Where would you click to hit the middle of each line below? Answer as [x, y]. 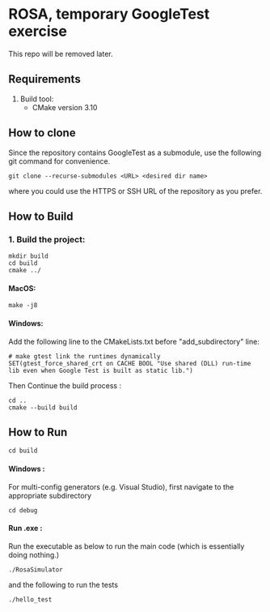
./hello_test [30, 599]
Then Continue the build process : [65, 385]
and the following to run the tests [63, 584]
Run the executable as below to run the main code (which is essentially [127, 546]
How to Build [41, 216]
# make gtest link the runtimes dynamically [84, 356]
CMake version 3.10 [65, 107]
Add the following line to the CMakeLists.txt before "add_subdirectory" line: [134, 341]
